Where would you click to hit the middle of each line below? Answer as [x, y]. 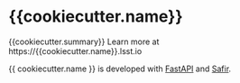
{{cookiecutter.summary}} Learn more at [84, 41]
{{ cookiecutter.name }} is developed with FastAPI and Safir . [120, 69]
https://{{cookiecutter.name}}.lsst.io [75, 51]
